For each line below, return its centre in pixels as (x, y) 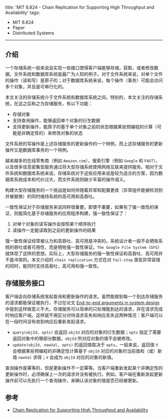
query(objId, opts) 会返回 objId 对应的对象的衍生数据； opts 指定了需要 (87, 332)
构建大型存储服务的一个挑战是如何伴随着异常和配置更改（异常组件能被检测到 (84, 190)
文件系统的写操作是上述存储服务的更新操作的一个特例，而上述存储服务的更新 (84, 144)
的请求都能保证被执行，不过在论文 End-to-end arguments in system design (82, 303)
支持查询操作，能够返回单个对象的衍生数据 (56, 120)
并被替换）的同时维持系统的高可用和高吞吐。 (51, 196)
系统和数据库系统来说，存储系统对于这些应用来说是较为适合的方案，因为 (84, 173)
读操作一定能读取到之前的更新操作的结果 (54, 230)
